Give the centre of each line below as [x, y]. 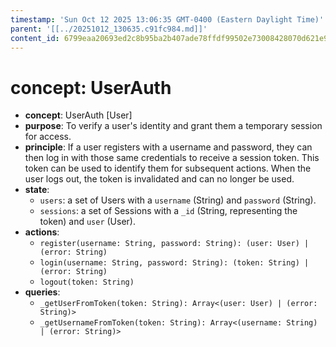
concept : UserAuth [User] [78, 115]
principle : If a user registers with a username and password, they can [168, 147]
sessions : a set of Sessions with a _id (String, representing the [168, 211]
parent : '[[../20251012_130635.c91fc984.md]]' [109, 29]
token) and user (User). [87, 222]
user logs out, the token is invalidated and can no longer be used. [159, 179]
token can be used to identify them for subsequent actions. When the [168, 168]
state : [37, 190]
